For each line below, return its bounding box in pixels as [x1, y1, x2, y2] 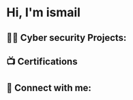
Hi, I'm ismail [6, 5, 81, 20]
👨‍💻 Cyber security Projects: [6, 32, 127, 44]
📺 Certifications [6, 56, 78, 67]
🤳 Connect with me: [6, 82, 91, 94]
